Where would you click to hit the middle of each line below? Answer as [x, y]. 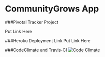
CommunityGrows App [52, 9]
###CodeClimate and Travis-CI [36, 50]
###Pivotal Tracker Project [32, 22]
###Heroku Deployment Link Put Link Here [48, 40]
